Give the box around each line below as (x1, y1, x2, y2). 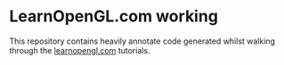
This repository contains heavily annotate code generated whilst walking (9, 36, 276, 46)
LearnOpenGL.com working (9, 6, 218, 27)
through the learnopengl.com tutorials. (9, 45, 150, 55)
